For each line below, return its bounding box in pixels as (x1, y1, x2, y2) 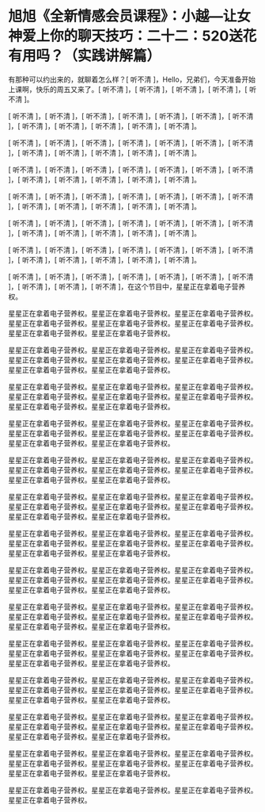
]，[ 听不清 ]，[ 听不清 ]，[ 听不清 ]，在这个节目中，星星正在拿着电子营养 (8, 282, 246, 291)
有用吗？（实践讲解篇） (8, 47, 161, 65)
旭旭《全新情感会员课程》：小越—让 (8, 7, 237, 25)
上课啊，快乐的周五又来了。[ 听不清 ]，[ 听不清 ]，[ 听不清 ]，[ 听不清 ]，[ (8, 84, 248, 94)
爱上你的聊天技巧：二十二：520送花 (22, 27, 257, 45)
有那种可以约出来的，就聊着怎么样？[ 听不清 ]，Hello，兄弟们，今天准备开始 (8, 75, 256, 84)
